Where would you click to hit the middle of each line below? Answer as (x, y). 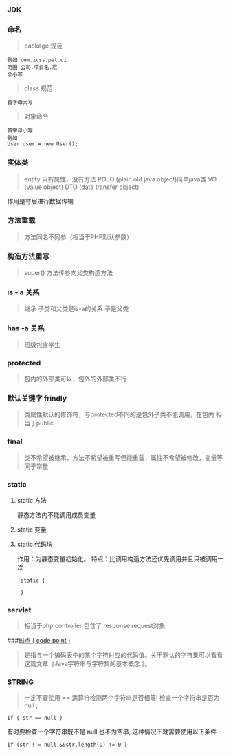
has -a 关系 (26, 328)
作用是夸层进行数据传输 (40, 201)
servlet (19, 610)
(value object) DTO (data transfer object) (81, 187)
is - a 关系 (23, 292)
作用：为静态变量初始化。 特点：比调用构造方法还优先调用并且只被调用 (117, 558)
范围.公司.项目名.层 (32, 68)
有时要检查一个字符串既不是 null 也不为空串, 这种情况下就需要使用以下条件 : (114, 732)
